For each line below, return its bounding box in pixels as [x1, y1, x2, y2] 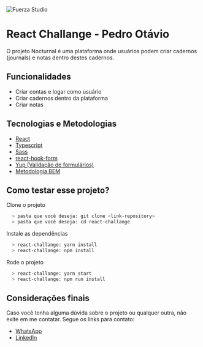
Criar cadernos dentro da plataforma [15, 94, 109, 102]
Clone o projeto [6, 201, 46, 209]
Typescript [15, 141, 43, 149]
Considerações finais [6, 293, 90, 304]
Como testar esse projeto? [6, 185, 110, 195]
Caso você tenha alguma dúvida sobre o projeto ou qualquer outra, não [6, 309, 187, 316]
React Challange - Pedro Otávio [6, 28, 170, 41]
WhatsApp [15, 327, 42, 335]
